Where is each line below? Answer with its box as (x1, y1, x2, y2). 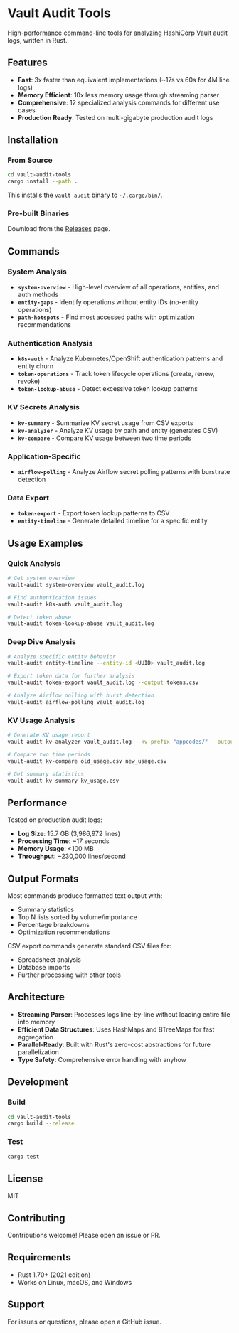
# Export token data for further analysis (7, 673, 135, 680)
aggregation (17, 1032, 54, 1041)
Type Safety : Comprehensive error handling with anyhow (17, 1055, 187, 1064)
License (7, 1172, 43, 1184)
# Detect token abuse (7, 614, 72, 621)
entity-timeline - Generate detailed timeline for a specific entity (17, 517, 208, 525)
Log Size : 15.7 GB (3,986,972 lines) (17, 830, 121, 838)
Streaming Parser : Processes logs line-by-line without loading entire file (17, 1010, 230, 1018)
